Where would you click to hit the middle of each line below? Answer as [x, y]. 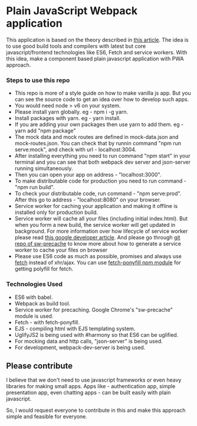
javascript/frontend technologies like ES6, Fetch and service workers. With [97, 52]
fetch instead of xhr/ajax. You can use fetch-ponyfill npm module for [98, 263]
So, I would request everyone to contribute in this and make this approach [96, 410]
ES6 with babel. [34, 297]
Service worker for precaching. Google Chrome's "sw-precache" [93, 310]
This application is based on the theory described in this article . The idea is [97, 40]
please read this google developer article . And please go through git [97, 238]
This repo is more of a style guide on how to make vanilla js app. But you [103, 93]
